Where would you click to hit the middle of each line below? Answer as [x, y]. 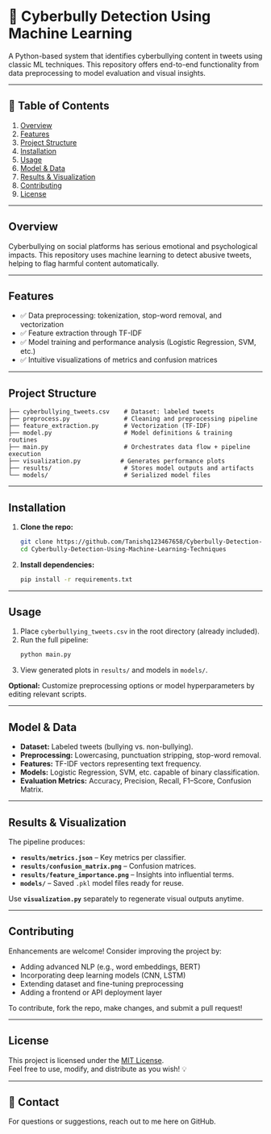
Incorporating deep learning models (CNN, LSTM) [103, 975]
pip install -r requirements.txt [76, 579]
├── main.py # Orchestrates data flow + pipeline [129, 447]
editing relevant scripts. [48, 694]
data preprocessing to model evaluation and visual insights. [107, 73]
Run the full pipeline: [54, 640]
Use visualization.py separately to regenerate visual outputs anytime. [126, 899]
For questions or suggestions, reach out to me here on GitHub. [112, 1122]
